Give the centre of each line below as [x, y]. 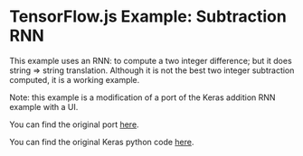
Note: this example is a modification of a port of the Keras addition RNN [142, 97]
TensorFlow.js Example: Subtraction [148, 17]
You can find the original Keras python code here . [102, 142]
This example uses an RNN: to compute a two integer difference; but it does [151, 60]
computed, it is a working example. [75, 79]
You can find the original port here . [74, 124]
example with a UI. [44, 106]
